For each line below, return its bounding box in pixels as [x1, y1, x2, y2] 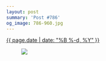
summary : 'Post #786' [6, 14, 61, 21]
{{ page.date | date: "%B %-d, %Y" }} [6, 37, 100, 44]
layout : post [6, 8, 39, 15]
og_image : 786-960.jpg [6, 20, 63, 26]
